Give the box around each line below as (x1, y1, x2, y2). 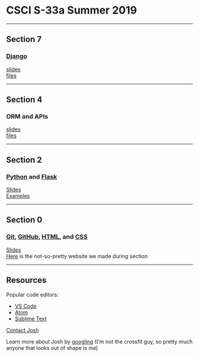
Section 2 (6, 155, 43, 165)
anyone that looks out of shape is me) (6, 344, 98, 351)
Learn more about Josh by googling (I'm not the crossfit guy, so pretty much (6, 338, 193, 345)
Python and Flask (6, 172, 57, 181)
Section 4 (6, 95, 43, 105)
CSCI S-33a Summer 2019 (6, 4, 137, 17)
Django (6, 52, 28, 60)
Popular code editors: (6, 291, 59, 298)
